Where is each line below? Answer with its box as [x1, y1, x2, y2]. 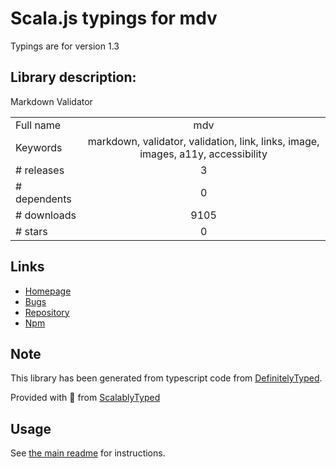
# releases [15, 163, 65, 177]
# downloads [15, 208, 77, 222]
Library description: [10, 69, 137, 86]
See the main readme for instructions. [10, 447, 166, 459]
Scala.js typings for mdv [10, 7, 218, 30]
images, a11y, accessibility [139, 147, 268, 161]
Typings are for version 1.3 [10, 40, 120, 52]
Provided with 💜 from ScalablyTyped [10, 392, 161, 404]
